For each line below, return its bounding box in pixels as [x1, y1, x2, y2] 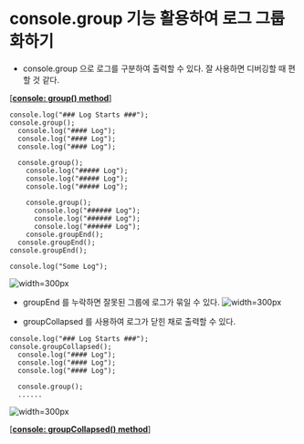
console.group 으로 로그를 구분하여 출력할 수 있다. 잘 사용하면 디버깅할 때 [22, 63, 287, 74]
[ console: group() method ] [9, 92, 112, 103]
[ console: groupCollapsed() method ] [9, 423, 152, 434]
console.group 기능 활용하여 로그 [9, 8, 253, 29]
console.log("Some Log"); [9, 262, 108, 271]
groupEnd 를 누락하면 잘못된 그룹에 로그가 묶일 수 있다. [22, 296, 221, 307]
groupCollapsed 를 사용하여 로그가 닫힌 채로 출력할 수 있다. [22, 315, 236, 326]
